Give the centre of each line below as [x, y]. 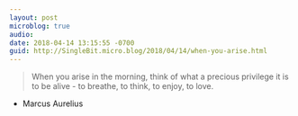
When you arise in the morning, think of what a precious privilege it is [160, 76]
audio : [22, 34]
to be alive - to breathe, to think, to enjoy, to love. [122, 86]
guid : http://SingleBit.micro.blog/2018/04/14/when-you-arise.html [139, 51]
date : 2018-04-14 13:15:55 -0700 [72, 43]
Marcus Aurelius [53, 103]
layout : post [34, 18]
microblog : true [40, 26]
